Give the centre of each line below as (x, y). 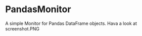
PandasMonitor (38, 9)
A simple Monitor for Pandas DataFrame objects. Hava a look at (71, 23)
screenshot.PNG (22, 28)
